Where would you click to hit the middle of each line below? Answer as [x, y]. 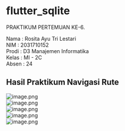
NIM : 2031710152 [27, 45]
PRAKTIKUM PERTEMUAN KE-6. [46, 27]
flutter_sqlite [38, 11]
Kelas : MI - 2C [24, 57]
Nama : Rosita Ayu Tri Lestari [41, 38]
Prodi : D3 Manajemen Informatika [48, 51]
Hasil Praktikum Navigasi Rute [63, 82]
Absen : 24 [19, 64]
